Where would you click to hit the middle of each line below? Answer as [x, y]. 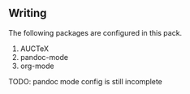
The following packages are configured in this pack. [95, 32]
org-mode [37, 66]
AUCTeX [35, 49]
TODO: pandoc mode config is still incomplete [85, 81]
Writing [28, 13]
